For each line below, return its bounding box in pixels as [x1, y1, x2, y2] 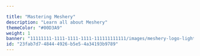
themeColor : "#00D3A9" [6, 25, 62, 31]
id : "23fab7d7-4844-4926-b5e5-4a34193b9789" [6, 41, 118, 47]
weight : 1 [6, 30, 31, 36]
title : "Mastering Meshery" [6, 14, 76, 19]
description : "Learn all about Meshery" [6, 19, 108, 25]
